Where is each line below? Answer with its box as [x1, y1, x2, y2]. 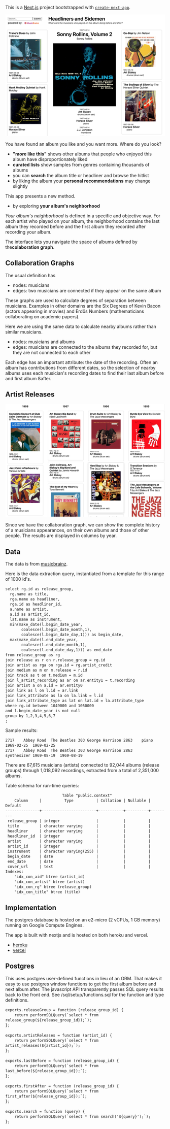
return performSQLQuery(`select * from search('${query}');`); [14, 1114, 151, 1119]
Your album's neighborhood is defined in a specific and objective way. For [5, 213, 161, 219]
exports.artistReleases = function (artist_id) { [5, 1033, 113, 1038]
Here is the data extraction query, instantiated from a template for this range [5, 571, 164, 577]
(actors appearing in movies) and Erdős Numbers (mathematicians [5, 308, 145, 314]
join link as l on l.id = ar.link [5, 688, 79, 693]
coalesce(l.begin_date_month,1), [21, 627, 92, 633]
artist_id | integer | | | [7, 844, 151, 849]
